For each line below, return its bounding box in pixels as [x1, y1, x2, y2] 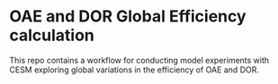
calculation [9, 25, 94, 46]
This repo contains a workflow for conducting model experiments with [9, 55, 270, 65]
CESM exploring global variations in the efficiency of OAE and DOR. [9, 64, 259, 75]
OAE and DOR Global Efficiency [9, 6, 247, 27]
